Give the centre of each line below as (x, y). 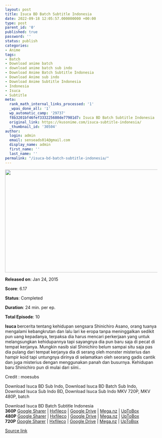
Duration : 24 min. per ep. (30, 307)
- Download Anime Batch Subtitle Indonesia (50, 73)
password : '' (18, 37)
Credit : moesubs (22, 376)
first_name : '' (25, 149)
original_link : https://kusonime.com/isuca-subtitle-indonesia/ (75, 122)
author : (13, 131)
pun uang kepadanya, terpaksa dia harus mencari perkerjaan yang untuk (77, 336)
